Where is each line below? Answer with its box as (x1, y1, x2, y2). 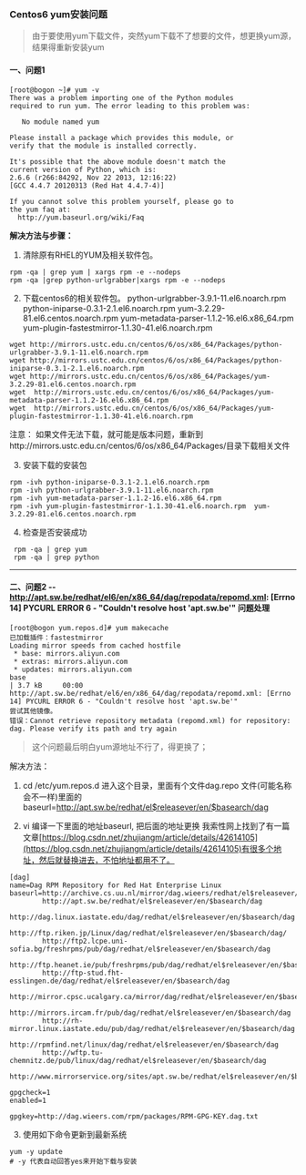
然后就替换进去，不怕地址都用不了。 (38, 854, 175, 865)
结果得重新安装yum (31, 42, 105, 53)
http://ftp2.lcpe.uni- (42, 936, 128, 945)
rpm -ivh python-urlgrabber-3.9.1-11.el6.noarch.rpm (9, 485, 214, 495)
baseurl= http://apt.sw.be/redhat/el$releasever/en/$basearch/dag (22, 802, 269, 812)
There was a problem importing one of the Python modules (9, 93, 234, 102)
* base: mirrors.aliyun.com (13, 649, 120, 658)
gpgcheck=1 (9, 1088, 51, 1097)
